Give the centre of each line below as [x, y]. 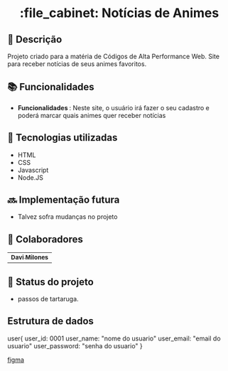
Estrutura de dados [51, 321]
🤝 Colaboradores [45, 239]
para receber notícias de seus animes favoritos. [77, 64]
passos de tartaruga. [48, 299]
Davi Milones [29, 258]
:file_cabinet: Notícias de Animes [119, 13]
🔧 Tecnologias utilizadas [63, 138]
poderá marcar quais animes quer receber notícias [92, 115]
